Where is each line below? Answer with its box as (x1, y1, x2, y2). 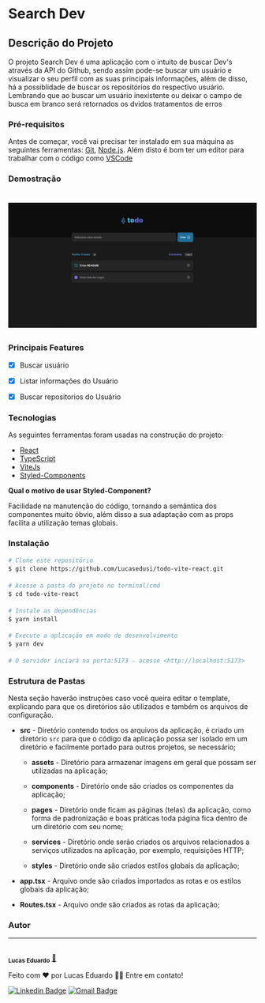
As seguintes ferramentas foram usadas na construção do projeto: (8, 430, 224, 439)
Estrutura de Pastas (8, 675, 85, 686)
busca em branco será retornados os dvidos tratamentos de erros (8, 100, 222, 108)
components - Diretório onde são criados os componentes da (31, 782, 234, 791)
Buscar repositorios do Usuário (19, 392, 121, 402)
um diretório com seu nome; (31, 822, 124, 831)
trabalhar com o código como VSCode (8, 153, 133, 163)
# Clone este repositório (8, 556, 93, 565)
